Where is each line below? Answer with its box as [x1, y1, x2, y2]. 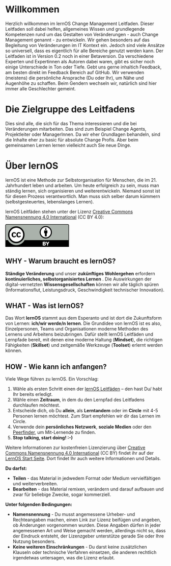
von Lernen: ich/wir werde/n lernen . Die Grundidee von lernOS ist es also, [5, 320, 162, 326]
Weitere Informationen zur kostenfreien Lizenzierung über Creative [5, 444, 146, 451]
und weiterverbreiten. [12, 481, 59, 487]
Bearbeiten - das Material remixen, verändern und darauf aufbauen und [12, 486, 164, 492]
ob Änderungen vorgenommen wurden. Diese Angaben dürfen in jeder [12, 522, 161, 528]
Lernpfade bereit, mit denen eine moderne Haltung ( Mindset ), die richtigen [5, 337, 163, 343]
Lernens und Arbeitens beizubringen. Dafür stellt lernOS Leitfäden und [5, 331, 154, 338]
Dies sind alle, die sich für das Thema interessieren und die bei [5, 120, 137, 126]
